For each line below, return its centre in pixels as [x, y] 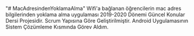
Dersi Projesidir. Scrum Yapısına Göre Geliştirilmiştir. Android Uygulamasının [97, 21]
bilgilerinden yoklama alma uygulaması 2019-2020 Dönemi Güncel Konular [95, 15]
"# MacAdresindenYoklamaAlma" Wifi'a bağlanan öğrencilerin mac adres [93, 8]
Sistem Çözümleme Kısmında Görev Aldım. [57, 27]
